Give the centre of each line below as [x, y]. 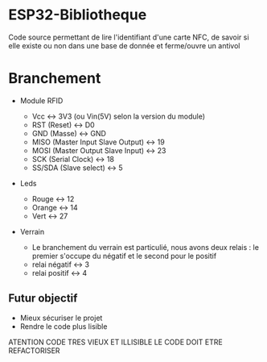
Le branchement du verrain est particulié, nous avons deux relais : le [146, 247]
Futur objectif [43, 299]
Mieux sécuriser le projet [61, 318]
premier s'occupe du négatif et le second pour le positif [124, 256]
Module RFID [41, 100]
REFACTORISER [34, 350]
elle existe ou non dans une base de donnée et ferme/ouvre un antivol [124, 45]
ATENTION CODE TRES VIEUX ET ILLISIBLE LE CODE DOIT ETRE [115, 342]
